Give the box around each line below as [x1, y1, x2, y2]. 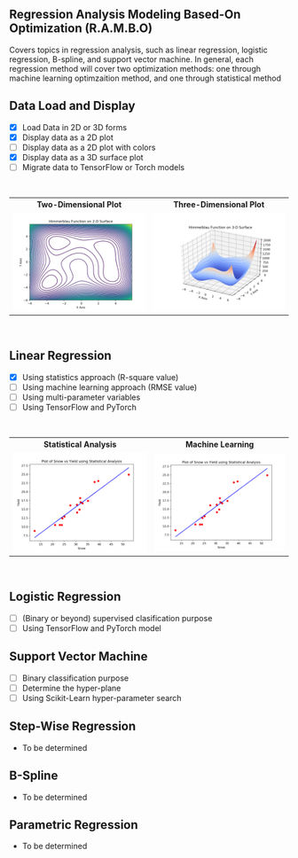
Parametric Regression [9, 817, 139, 832]
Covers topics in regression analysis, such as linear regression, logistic [9, 44, 269, 55]
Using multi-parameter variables [21, 392, 141, 402]
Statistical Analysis [43, 439, 117, 450]
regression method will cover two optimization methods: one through [9, 63, 262, 74]
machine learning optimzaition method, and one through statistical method [9, 73, 282, 83]
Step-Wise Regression [9, 719, 137, 734]
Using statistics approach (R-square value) [21, 371, 179, 382]
